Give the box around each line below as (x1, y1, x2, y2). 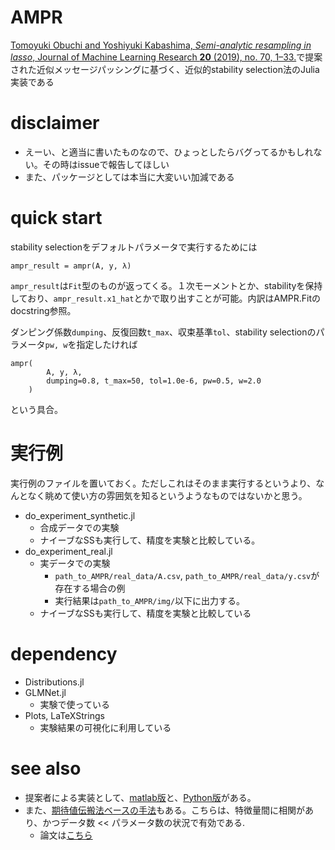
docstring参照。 (10, 304, 77, 316)
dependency (10, 642, 118, 665)
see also (10, 757, 82, 780)
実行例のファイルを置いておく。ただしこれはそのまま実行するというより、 (10, 477, 317, 489)
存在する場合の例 (54, 582, 126, 594)
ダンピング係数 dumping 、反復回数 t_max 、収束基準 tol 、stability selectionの (10, 326, 317, 338)
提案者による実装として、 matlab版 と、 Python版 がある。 (24, 791, 257, 803)
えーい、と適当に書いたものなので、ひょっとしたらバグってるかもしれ (24, 146, 314, 158)
